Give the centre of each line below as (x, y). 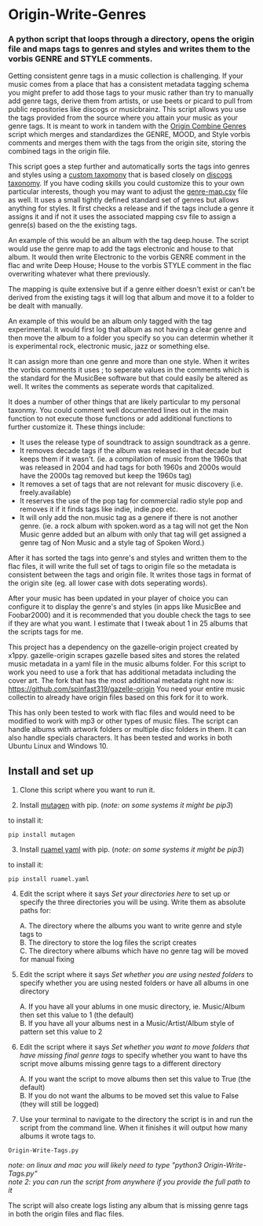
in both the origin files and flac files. (66, 1214)
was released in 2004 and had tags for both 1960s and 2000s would (130, 467)
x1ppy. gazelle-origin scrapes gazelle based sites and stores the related (124, 656)
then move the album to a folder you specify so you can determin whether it (131, 338)
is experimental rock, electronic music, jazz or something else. (109, 346)
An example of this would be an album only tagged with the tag (110, 321)
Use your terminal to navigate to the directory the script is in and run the (136, 1120)
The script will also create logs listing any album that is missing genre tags (128, 1206)
